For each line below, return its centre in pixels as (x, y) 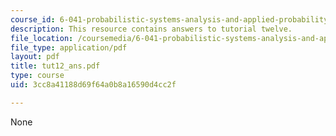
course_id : (33, 19)
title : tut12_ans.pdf (55, 66)
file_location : (42, 38)
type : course (37, 76)
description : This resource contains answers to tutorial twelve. (151, 29)
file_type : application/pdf (69, 47)
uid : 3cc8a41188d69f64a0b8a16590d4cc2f (93, 85)
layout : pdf (35, 57)
